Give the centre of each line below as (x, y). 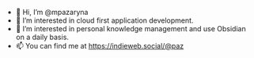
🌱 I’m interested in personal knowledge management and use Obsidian (131, 29)
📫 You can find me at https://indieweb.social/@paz (100, 46)
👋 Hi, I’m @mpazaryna (52, 12)
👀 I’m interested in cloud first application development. (104, 20)
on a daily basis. (42, 37)
